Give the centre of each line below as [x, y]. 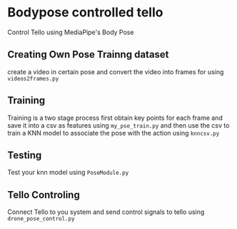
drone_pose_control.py [41, 219]
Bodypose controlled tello [85, 12]
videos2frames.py [33, 78]
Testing [25, 155]
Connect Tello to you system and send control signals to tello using [106, 212]
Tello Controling [44, 194]
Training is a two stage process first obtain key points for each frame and [115, 118]
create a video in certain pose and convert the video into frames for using [116, 71]
